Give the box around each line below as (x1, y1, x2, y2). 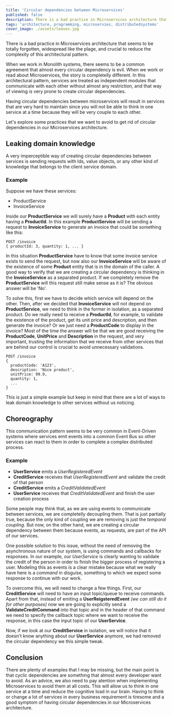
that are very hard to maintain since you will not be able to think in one (6, 104, 154, 110)
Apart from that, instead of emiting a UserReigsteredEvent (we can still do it (6, 596, 167, 602)
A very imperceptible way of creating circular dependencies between (6, 153, 152, 159)
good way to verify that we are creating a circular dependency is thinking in (6, 269, 165, 275)
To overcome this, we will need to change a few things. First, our (6, 585, 142, 591)
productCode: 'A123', (10, 363, 57, 368)
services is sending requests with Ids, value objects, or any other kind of (6, 158, 158, 164)
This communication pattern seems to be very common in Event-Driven (6, 428, 156, 434)
